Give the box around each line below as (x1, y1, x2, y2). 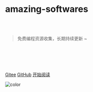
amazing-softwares (5, 3, 89, 15)
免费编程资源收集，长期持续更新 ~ (17, 35, 87, 41)
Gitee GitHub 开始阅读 (5, 71, 51, 78)
